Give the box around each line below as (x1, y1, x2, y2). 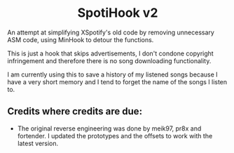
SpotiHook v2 (77, 5, 158, 21)
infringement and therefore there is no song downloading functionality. (7, 56, 212, 65)
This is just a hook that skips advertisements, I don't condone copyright (7, 49, 214, 58)
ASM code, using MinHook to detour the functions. (7, 35, 154, 44)
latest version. (17, 139, 59, 147)
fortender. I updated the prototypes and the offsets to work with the (17, 131, 213, 140)
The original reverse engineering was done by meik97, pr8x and (17, 124, 202, 133)
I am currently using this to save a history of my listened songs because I (7, 70, 219, 79)
